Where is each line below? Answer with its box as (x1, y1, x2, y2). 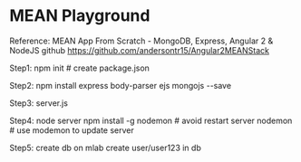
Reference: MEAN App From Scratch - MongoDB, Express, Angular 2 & (9, 35, 274, 46)
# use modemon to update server (9, 124, 134, 136)
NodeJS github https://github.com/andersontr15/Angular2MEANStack (9, 44, 270, 55)
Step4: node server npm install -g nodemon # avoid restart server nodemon (9, 115, 293, 126)
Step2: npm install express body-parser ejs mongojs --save (9, 80, 232, 91)
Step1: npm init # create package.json (9, 62, 150, 73)
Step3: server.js (9, 97, 68, 109)
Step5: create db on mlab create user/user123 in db (9, 142, 201, 153)
